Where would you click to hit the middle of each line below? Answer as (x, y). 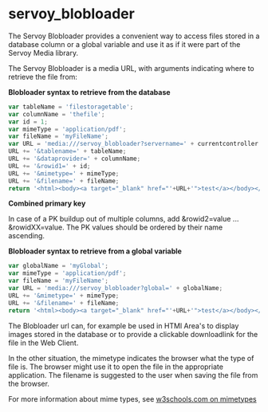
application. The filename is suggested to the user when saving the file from (133, 375)
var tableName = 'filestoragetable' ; (71, 107)
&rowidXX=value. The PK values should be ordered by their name (116, 227)
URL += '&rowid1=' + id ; (49, 166)
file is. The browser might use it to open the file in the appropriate (116, 367)
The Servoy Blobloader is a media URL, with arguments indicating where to (131, 68)
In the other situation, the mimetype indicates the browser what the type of (131, 358)
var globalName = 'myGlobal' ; (59, 266)
